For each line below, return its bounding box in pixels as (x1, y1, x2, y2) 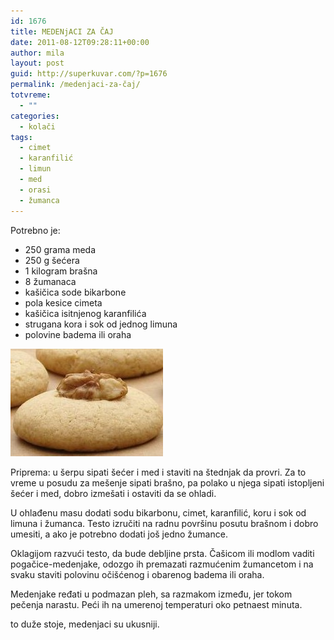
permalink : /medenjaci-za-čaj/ (10, 80, 141, 90)
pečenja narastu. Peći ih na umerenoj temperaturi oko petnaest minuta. (10, 598, 303, 610)
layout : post (10, 58, 65, 69)
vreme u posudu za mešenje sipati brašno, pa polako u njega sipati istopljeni (10, 476, 325, 489)
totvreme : (10, 90, 52, 100)
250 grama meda (24, 243, 97, 255)
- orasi (19, 185, 52, 195)
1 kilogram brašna (24, 265, 98, 277)
